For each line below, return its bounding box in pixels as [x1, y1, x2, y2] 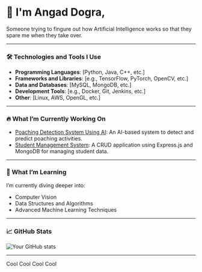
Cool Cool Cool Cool [6, 261, 57, 268]
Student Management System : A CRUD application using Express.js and [14, 141, 194, 148]
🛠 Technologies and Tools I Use [6, 52, 101, 61]
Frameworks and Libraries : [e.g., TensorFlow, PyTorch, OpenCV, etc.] [14, 75, 189, 82]
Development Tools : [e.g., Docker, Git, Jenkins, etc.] [14, 88, 146, 95]
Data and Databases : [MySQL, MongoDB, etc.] [14, 81, 132, 89]
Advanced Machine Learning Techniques [14, 206, 117, 213]
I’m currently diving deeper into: [6, 181, 85, 189]
